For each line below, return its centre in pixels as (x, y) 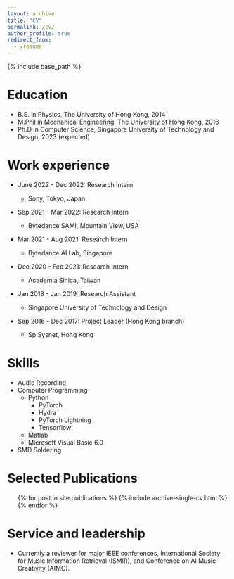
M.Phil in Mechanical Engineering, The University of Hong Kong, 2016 (118, 122)
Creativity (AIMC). (44, 568)
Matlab (38, 435)
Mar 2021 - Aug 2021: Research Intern (72, 239)
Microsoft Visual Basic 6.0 (66, 442)
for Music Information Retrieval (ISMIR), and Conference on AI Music (117, 561)
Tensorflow (55, 427)
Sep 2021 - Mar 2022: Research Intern (73, 212)
